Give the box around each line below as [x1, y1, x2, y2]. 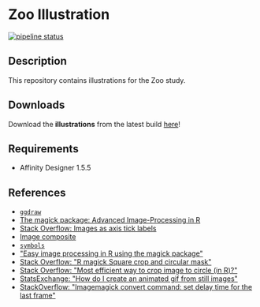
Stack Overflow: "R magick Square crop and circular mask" [19, 257, 212, 267]
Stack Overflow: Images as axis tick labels [19, 223, 157, 234]
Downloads [8, 99, 65, 112]
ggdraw [19, 208, 42, 216]
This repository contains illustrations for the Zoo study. [8, 75, 186, 84]
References [8, 185, 66, 199]
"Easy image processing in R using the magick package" [19, 249, 203, 258]
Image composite [19, 232, 76, 241]
